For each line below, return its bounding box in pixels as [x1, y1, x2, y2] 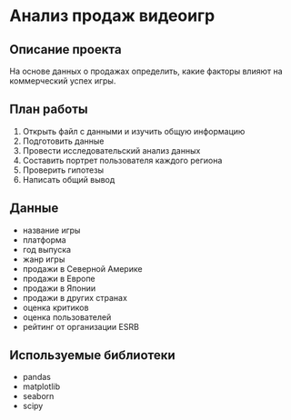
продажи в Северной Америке [22, 263, 143, 274]
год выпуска [22, 244, 71, 255]
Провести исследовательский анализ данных [22, 145, 201, 155]
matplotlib [22, 381, 61, 392]
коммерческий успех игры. [9, 75, 116, 86]
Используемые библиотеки [9, 347, 176, 364]
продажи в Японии [22, 283, 96, 294]
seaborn [22, 391, 55, 402]
